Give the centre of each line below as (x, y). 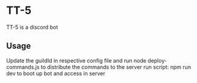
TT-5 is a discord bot (32, 27)
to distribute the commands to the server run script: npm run (116, 67)
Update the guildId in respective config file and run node (76, 60)
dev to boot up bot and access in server (56, 73)
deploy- (157, 60)
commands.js (23, 67)
